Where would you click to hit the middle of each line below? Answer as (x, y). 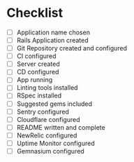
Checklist (35, 13)
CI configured (36, 56)
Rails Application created (52, 40)
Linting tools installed (47, 88)
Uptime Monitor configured (55, 143)
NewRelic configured (47, 135)
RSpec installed (39, 95)
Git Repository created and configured (72, 48)
